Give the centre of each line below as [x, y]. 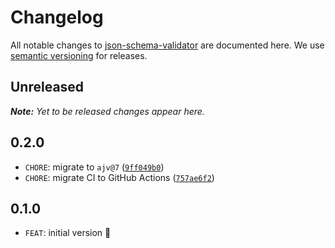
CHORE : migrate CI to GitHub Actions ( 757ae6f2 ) [119, 177]
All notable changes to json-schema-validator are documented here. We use [167, 45]
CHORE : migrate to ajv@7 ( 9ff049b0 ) [94, 167]
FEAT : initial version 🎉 [68, 233]
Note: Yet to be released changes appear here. [107, 111]
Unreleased [47, 87]
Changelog [57, 17]
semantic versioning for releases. [79, 55]
